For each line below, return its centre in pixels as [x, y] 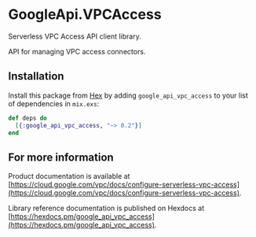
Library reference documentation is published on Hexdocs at [106, 208]
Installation [36, 76]
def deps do [27, 118]
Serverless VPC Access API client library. [75, 36]
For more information [61, 157]
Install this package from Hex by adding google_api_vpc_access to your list [128, 95]
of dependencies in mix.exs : [54, 103]
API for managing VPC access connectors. [77, 51]
